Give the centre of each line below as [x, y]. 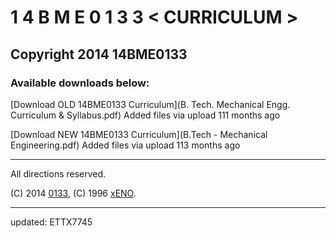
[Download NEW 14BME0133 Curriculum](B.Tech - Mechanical [139, 134]
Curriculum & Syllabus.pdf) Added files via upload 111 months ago [145, 115]
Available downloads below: [80, 83]
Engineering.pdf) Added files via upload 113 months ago [125, 145]
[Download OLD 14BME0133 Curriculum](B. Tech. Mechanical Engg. [150, 104]
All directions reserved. [58, 173]
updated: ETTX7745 [51, 222]
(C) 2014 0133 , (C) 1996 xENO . [73, 193]
